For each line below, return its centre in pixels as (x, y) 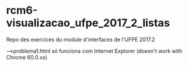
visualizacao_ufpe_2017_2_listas (88, 23)
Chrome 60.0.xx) (27, 57)
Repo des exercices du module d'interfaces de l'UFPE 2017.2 (81, 39)
